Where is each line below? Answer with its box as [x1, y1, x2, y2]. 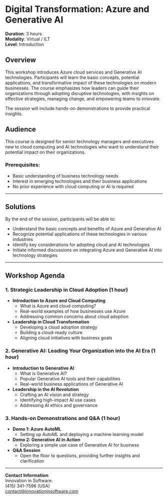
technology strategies [12, 252, 57, 258]
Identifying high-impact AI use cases [19, 396, 96, 403]
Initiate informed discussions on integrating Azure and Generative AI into [12, 246, 162, 253]
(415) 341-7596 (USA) [5, 482, 50, 488]
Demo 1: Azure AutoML [12, 426, 61, 432]
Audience [5, 125, 36, 133]
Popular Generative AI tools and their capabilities [19, 375, 121, 381]
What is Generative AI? [19, 370, 67, 376]
